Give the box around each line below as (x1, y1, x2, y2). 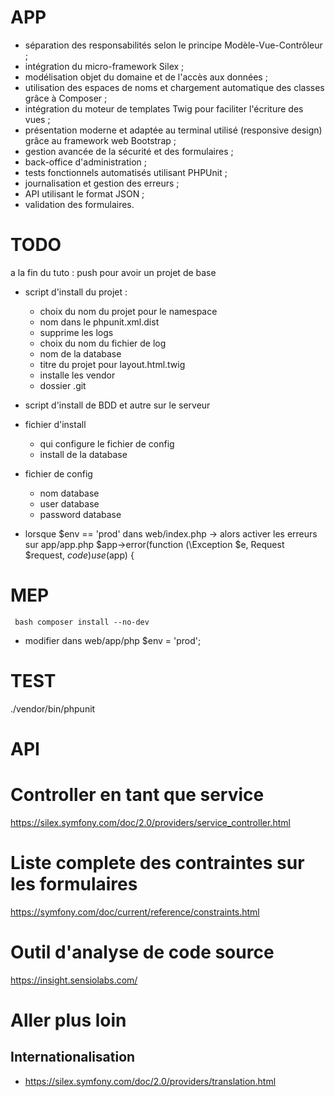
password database (39, 508, 122, 520)
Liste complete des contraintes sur (10, 852, 305, 875)
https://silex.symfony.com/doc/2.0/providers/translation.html (24, 1075, 277, 1087)
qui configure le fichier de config (39, 437, 175, 450)
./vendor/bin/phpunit (10, 702, 96, 715)
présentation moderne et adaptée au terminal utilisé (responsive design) (24, 124, 323, 136)
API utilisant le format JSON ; (24, 187, 145, 200)
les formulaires (10, 873, 138, 896)
